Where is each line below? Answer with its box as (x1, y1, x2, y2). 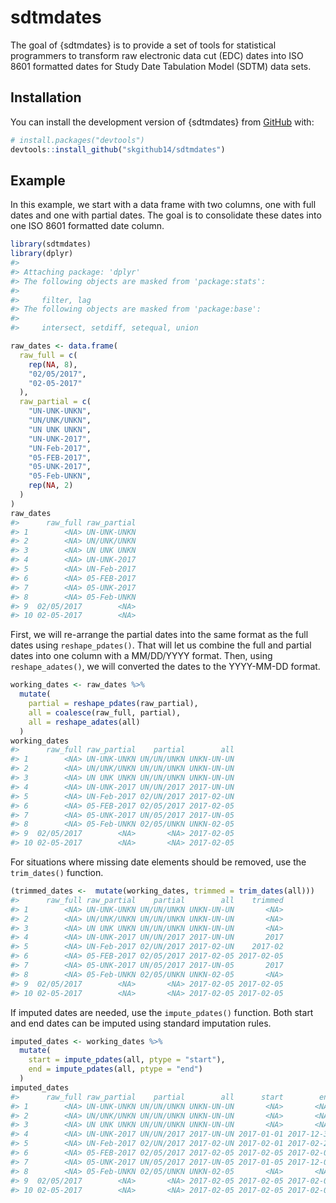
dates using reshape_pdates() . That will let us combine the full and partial (10, 639, 312, 651)
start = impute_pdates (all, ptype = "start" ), (28, 1055, 226, 1065)
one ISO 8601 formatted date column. (10, 220, 165, 232)
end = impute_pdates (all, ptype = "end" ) (28, 1064, 203, 1075)
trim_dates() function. (10, 867, 104, 879)
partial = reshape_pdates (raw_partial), (28, 699, 199, 709)
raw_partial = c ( (19, 397, 92, 407)
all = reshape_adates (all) (28, 717, 141, 727)
